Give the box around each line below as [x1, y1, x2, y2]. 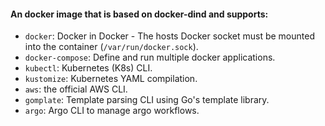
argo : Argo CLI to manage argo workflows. [24, 105, 200, 117]
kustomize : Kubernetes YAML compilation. [24, 73, 198, 85]
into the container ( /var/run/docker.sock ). [24, 41, 199, 53]
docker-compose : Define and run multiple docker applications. [24, 51, 276, 64]
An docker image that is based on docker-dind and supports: [10, 8, 269, 20]
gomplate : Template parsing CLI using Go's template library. [24, 94, 270, 106]
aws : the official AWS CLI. [24, 83, 128, 95]
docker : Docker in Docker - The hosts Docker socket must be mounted [24, 30, 315, 42]
